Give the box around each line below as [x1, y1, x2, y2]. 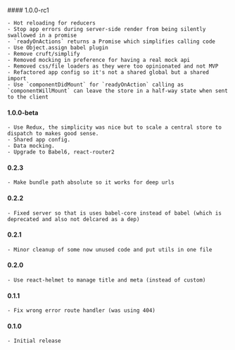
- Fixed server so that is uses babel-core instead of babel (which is [7, 209, 222, 217]
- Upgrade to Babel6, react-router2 [7, 149, 115, 156]
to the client [7, 94, 49, 101]
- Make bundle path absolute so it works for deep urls [7, 179, 174, 186]
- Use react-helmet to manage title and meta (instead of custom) [7, 277, 206, 284]
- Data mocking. [7, 142, 55, 150]
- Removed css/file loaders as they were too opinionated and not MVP [7, 63, 219, 70]
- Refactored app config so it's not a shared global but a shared [7, 69, 210, 76]
